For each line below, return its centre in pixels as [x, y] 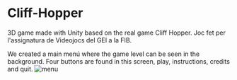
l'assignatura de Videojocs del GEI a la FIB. [70, 40]
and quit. [20, 69]
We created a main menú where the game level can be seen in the [104, 54]
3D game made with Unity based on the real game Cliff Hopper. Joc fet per [117, 33]
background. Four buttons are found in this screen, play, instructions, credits [118, 61]
